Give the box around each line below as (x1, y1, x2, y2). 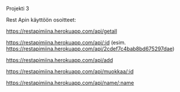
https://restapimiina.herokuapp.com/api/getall (6, 28, 118, 35)
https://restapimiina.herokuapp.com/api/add (6, 57, 114, 63)
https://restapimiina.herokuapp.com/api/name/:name (6, 79, 134, 86)
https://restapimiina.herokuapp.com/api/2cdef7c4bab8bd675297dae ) (6, 45, 175, 52)
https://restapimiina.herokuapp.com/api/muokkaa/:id (6, 68, 134, 75)
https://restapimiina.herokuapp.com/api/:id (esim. (6, 39, 126, 46)
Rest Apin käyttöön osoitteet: (6, 16, 76, 23)
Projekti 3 (6, 5, 29, 12)
